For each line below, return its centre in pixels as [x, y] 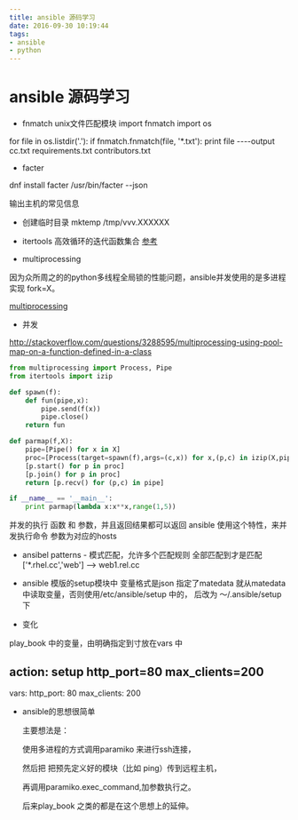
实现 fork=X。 [35, 289]
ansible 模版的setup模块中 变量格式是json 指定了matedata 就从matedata [154, 584]
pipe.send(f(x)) [71, 409]
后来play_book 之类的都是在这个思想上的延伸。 [108, 806]
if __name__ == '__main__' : [61, 498]
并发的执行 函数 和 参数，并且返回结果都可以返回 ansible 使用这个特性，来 [144, 525]
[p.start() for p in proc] [75, 466]
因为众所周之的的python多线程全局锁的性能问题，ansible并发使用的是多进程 [148, 277]
